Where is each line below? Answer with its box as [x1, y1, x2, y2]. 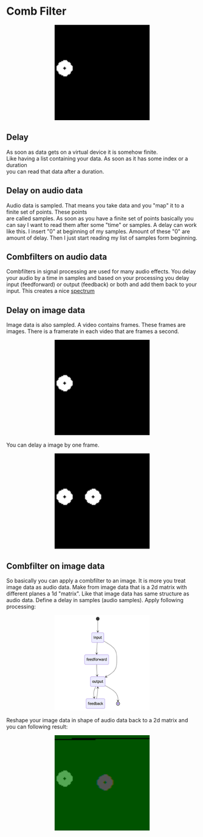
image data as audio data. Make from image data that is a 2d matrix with [6, 584, 187, 591]
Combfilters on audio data [6, 251, 108, 262]
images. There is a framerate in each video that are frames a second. [6, 328, 179, 335]
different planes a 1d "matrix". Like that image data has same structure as [6, 590, 190, 597]
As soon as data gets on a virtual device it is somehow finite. [6, 148, 158, 156]
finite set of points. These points [6, 208, 88, 215]
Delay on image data [6, 305, 85, 315]
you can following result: [6, 723, 68, 730]
